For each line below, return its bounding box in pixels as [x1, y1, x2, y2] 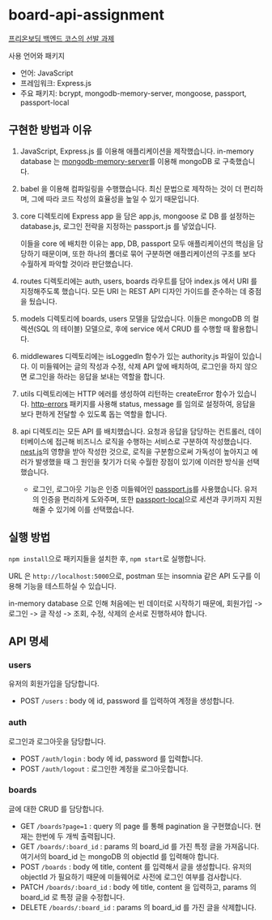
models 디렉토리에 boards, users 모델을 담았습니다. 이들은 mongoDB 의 [19, 313, 251, 323]
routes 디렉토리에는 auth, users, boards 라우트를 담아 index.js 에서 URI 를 [19, 276, 257, 286]
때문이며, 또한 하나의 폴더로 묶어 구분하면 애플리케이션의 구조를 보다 [41, 248, 257, 258]
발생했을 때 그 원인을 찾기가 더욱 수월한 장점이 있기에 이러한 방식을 [35, 456, 245, 466]
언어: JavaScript [19, 67, 74, 78]
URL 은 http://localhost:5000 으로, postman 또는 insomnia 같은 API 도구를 [8, 571, 253, 581]
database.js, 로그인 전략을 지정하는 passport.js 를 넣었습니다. [19, 221, 217, 231]
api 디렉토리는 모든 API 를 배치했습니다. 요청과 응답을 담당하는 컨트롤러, [19, 426, 247, 436]
